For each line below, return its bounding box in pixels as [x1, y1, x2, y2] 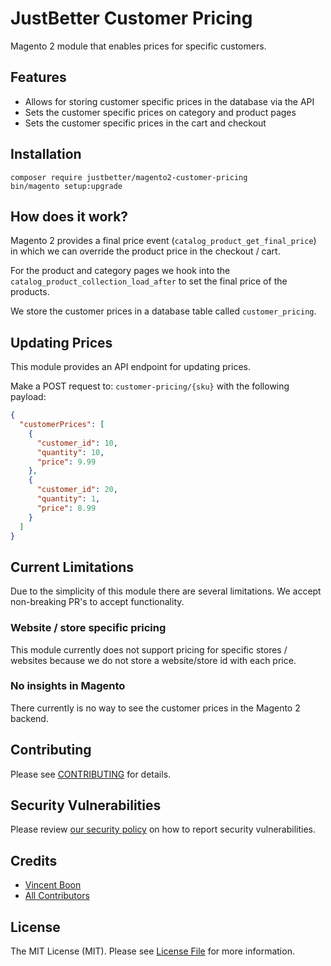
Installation [10, 146, 82, 163]
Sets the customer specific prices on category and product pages [24, 106, 297, 118]
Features [10, 69, 67, 86]
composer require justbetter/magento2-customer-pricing [10, 172, 248, 182]
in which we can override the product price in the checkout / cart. [10, 245, 281, 257]
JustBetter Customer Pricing [10, 7, 253, 30]
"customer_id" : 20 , [36, 485, 118, 495]
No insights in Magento [10, 679, 126, 693]
